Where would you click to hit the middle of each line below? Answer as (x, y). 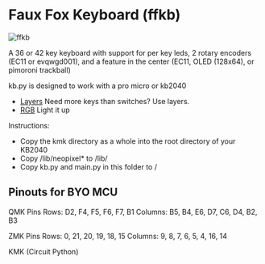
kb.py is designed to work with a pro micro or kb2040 (97, 86)
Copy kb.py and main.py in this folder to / (88, 166)
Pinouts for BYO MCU (63, 193)
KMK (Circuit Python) (43, 251)
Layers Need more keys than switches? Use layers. (105, 101)
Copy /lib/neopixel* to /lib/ (64, 158)
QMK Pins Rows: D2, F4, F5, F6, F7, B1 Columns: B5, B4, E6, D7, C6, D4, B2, (133, 212)
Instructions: (29, 125)
